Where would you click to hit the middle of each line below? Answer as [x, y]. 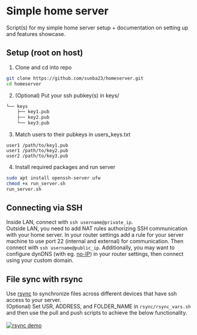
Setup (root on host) [45, 53]
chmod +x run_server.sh [36, 183]
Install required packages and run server [65, 167]
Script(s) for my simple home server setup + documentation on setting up [97, 28]
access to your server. [34, 300]
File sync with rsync [44, 279]
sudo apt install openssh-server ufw [53, 178]
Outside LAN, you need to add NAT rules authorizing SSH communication [97, 228]
